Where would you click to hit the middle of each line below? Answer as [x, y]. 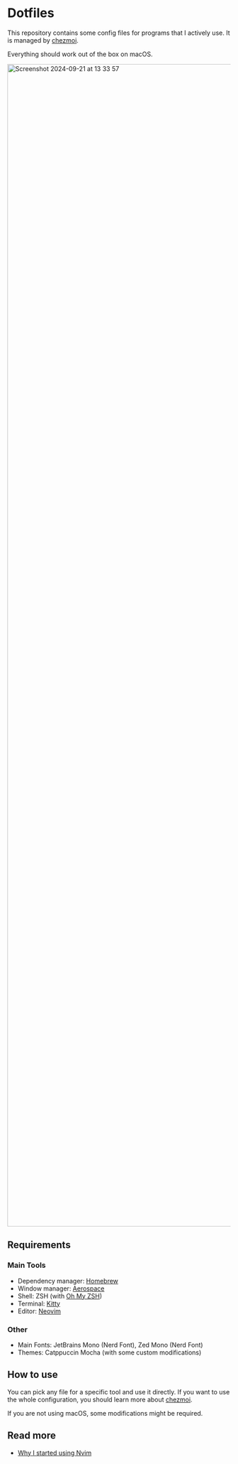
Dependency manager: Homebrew [68, 1281]
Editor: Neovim [39, 1311]
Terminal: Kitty [39, 1303]
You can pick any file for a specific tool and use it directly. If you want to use [119, 1392]
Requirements [39, 1245]
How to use [33, 1375]
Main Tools [27, 1265]
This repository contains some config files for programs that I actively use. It [119, 33]
